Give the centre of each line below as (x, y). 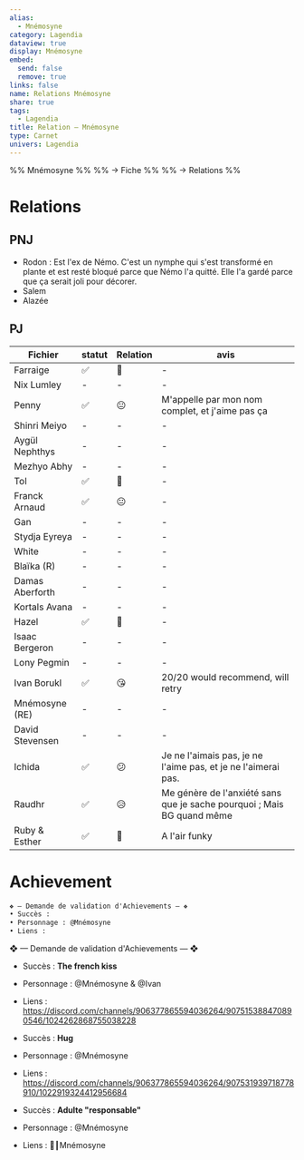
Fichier (43, 355)
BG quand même (197, 815)
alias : (22, 18)
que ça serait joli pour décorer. (80, 281)
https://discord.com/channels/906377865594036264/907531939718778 (158, 1083)
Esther (28, 842)
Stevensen (37, 740)
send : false (40, 69)
